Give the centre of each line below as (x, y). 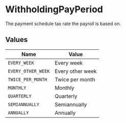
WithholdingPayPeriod (54, 9)
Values (17, 40)
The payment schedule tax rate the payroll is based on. (63, 24)
